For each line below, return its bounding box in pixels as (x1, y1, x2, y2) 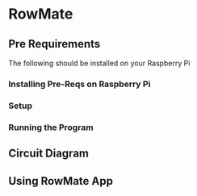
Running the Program (8, 122, 94, 133)
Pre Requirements (8, 37, 101, 51)
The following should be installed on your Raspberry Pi (8, 58, 191, 68)
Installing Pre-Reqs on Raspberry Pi (8, 78, 151, 90)
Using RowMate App (8, 174, 113, 188)
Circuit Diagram (8, 147, 89, 161)
